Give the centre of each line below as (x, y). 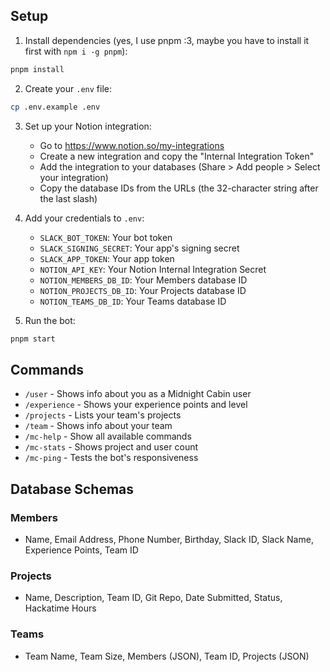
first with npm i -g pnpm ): (76, 51)
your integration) (74, 177)
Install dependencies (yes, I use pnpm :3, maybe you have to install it (167, 40)
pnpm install (37, 69)
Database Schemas (72, 489)
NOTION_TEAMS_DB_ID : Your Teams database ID (133, 301)
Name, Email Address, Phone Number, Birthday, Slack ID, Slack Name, (169, 539)
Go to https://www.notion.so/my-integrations (132, 145)
